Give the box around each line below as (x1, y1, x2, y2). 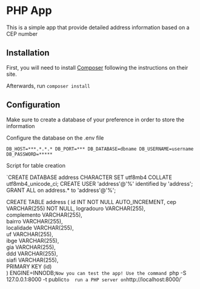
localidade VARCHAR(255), (6, 224, 74, 231)
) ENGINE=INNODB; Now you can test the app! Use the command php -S (6, 269, 187, 276)
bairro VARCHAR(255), (6, 217, 63, 225)
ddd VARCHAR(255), (6, 250, 58, 257)
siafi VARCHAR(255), (6, 256, 59, 263)
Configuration (6, 100, 61, 110)
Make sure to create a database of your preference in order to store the (6, 116, 185, 123)
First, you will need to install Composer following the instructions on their (6, 64, 188, 71)
